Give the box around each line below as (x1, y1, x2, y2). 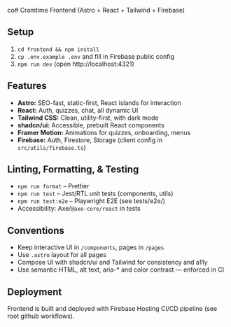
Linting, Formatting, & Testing (7, 164, 139, 176)
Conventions (7, 224, 65, 237)
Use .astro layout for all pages (17, 251, 107, 259)
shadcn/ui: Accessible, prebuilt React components (17, 120, 164, 129)
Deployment (7, 286, 62, 298)
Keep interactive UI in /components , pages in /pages (17, 243, 164, 251)
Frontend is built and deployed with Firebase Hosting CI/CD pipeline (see (7, 305, 218, 313)
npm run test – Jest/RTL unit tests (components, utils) (17, 189, 174, 198)
